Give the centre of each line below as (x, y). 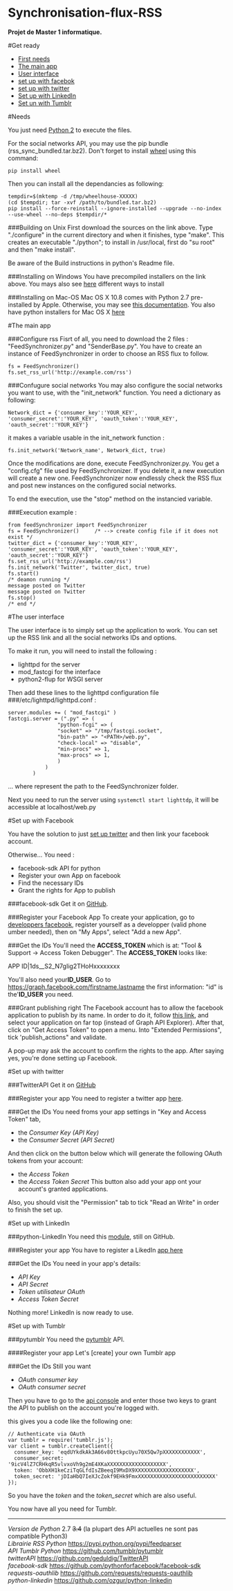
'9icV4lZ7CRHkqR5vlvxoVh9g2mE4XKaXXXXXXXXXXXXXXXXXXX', (90, 1464)
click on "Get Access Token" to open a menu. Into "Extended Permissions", (115, 1030)
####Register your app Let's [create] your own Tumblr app (92, 1352)
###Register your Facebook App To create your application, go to (101, 917)
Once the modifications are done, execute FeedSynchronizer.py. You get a (114, 463)
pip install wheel (34, 171)
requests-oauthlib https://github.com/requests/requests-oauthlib (100, 1573)
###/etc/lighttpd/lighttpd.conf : (52, 700)
